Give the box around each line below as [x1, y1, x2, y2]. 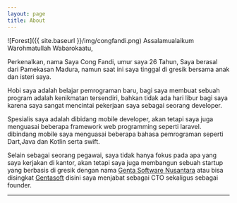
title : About [7, 17, 46, 24]
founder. [7, 180, 32, 189]
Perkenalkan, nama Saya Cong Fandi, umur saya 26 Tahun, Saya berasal [7, 57, 218, 66]
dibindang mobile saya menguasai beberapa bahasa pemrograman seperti [7, 130, 224, 138]
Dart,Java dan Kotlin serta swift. [7, 137, 100, 145]
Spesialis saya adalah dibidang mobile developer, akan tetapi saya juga [7, 114, 214, 123]
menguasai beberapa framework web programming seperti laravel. [7, 122, 202, 130]
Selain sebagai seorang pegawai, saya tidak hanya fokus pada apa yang [7, 151, 217, 159]
